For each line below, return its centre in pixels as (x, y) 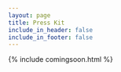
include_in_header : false (50, 30)
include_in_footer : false (50, 37)
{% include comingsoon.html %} (61, 59)
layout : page (29, 15)
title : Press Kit (37, 23)
